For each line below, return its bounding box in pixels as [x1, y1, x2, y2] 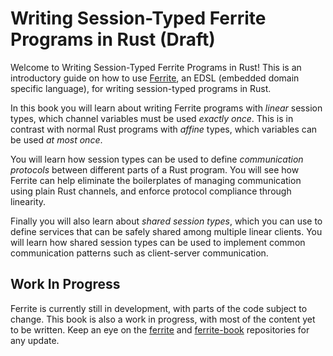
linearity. [10, 195, 47, 207]
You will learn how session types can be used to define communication [10, 153, 304, 165]
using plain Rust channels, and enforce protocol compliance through [10, 185, 292, 197]
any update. [10, 334, 60, 346]
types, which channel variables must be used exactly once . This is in [10, 112, 294, 124]
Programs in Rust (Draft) [10, 28, 216, 51]
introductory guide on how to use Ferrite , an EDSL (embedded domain [10, 72, 300, 84]
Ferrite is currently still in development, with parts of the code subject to [10, 302, 308, 314]
